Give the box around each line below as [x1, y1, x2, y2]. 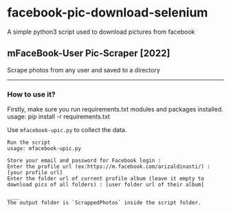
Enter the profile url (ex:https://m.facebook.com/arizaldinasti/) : [7, 163, 211, 170]
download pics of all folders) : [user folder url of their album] [7, 181, 205, 189]
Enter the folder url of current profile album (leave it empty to [7, 176, 205, 182]
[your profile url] [7, 169, 63, 176]
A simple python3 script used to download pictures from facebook [7, 28, 195, 36]
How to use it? [7, 89, 56, 99]
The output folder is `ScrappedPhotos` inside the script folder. [7, 200, 201, 206]
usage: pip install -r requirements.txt [7, 112, 110, 121]
